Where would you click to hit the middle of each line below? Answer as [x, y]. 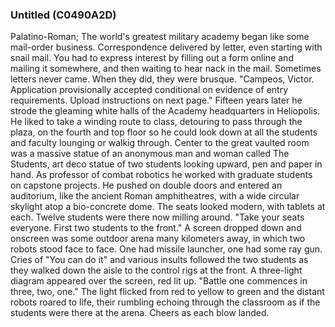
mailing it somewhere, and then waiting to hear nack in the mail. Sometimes [166, 69]
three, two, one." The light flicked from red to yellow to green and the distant [167, 292]
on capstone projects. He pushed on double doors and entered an [146, 185]
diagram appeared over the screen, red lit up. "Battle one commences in [159, 281]
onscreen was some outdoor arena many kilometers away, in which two [158, 239]
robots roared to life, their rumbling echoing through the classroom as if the [165, 302]
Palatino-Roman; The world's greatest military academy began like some [160, 37]
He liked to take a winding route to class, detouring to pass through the [156, 122]
